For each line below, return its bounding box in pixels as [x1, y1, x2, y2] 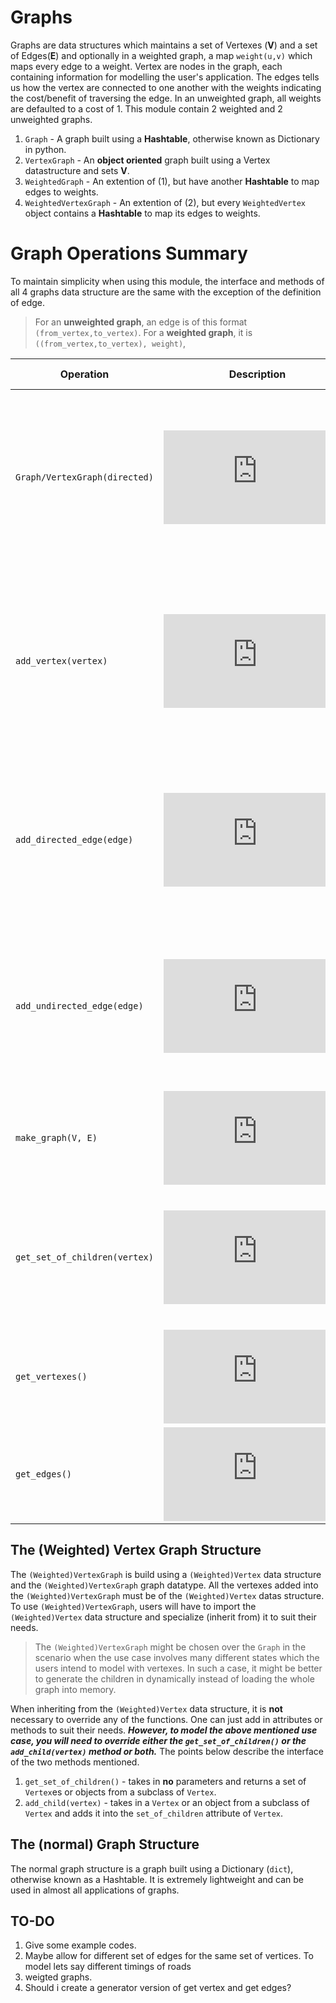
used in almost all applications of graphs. [10, 1884, 180, 1896]
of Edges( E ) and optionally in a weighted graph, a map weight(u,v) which [10, 49, 313, 61]
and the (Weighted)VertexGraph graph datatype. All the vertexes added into [10, 1579, 319, 1591]
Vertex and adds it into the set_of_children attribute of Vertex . [24, 1807, 284, 1819]
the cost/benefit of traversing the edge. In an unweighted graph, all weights [10, 92, 322, 104]
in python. [24, 143, 67, 155]
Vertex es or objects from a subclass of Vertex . [24, 1786, 217, 1798]
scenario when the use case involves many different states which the [34, 1651, 320, 1663]
